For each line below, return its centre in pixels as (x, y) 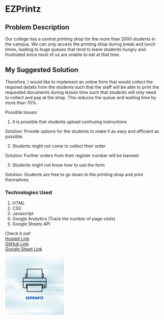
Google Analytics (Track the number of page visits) (64, 219)
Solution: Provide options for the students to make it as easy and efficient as (82, 131)
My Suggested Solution (42, 70)
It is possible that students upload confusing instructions (69, 122)
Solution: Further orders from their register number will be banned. (72, 155)
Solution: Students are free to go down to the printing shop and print (74, 174)
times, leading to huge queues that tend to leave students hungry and (75, 49)
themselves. (17, 180)
